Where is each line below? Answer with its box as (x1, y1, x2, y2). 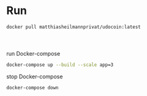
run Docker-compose (6, 50, 61, 57)
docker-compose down (6, 84, 59, 90)
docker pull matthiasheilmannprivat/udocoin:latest (6, 24, 141, 30)
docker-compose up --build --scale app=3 (6, 62, 114, 68)
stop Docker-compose (6, 73, 63, 80)
